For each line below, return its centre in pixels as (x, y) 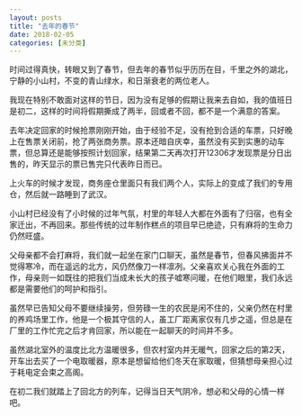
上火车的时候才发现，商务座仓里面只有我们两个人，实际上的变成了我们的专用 (151, 183)
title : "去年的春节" (44, 26)
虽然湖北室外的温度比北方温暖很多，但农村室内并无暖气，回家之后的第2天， (150, 350)
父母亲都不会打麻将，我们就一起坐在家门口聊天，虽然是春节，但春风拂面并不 (151, 255)
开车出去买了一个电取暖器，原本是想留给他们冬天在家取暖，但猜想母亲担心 (147, 361)
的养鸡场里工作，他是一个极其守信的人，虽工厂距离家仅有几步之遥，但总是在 (151, 320)
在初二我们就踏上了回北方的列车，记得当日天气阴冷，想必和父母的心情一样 (147, 392)
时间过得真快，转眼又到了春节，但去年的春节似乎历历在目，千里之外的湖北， (151, 69)
